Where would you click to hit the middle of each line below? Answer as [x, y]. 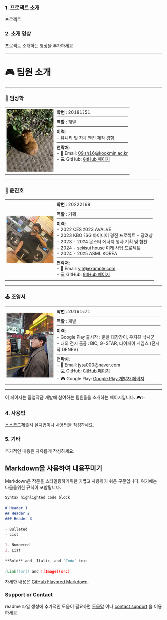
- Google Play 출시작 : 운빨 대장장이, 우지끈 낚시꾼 [106, 337]
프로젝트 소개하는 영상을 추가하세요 [39, 45]
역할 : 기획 [66, 214]
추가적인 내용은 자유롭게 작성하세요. [40, 451]
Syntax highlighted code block [38, 498]
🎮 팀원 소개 [28, 72]
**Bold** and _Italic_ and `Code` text [46, 561]
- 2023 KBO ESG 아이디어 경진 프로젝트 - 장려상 [105, 235]
